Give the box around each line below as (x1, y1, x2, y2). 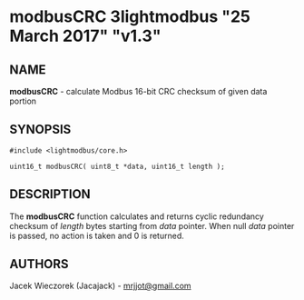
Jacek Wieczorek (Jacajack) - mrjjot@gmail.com (9, 280, 192, 292)
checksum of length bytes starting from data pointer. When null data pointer (9, 220, 295, 231)
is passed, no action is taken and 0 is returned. (9, 230, 184, 241)
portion (9, 95, 37, 106)
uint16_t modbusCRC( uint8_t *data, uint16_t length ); (9, 162, 225, 171)
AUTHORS (9, 256, 70, 272)
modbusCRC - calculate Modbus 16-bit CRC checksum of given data (9, 86, 268, 96)
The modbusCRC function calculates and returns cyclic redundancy (9, 211, 265, 222)
